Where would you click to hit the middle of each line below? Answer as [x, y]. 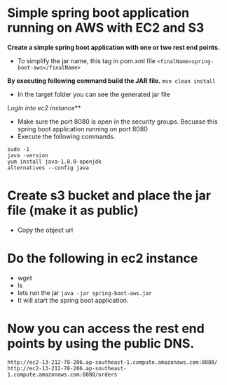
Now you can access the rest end [106, 329]
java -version [28, 155]
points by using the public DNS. [101, 344]
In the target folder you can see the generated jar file [94, 94]
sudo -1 [19, 149]
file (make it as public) [73, 210]
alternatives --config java [48, 168]
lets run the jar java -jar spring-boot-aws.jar [84, 292]
